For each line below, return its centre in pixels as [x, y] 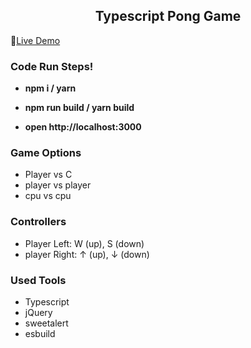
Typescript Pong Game [168, 16]
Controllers [38, 222]
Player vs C [48, 175]
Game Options [46, 153]
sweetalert [46, 323]
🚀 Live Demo [35, 40]
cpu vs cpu [48, 196]
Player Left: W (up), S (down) [84, 243]
